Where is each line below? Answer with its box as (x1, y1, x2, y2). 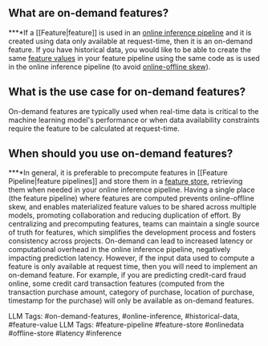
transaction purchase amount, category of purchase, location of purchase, (8, 287, 255, 297)
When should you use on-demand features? (8, 147, 233, 161)
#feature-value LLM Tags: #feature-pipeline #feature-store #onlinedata (8, 320, 245, 330)
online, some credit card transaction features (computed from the (8, 279, 225, 288)
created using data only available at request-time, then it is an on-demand (8, 36, 253, 46)
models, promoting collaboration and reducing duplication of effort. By (8, 210, 242, 220)
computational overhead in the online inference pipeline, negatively (8, 245, 231, 254)
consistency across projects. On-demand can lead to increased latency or (8, 236, 253, 246)
